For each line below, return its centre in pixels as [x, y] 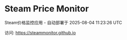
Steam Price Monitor [47, 9]
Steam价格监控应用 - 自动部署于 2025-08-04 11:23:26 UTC [63, 22]
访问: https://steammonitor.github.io [40, 32]
